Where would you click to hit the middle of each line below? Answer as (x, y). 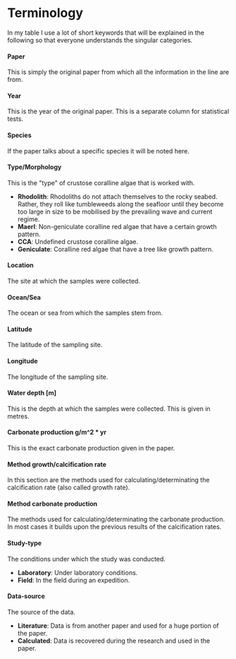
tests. (15, 119)
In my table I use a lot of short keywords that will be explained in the (106, 33)
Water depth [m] (32, 393)
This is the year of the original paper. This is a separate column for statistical (118, 112)
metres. (18, 416)
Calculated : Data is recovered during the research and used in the (114, 641)
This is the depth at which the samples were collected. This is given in (109, 409)
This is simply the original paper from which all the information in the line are (118, 72)
